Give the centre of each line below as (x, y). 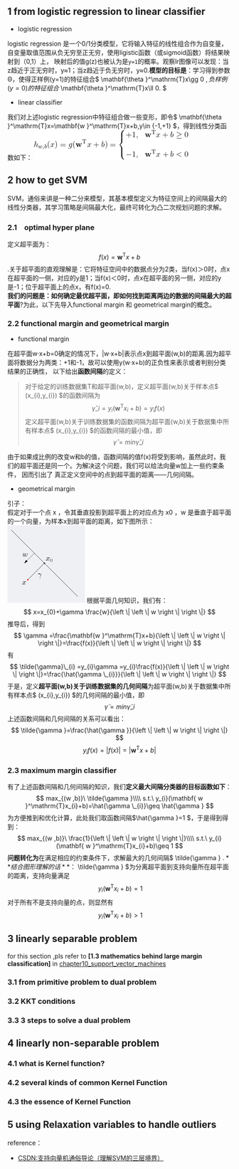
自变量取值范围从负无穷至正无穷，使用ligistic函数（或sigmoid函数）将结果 (116, 52)
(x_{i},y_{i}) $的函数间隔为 (63, 395)
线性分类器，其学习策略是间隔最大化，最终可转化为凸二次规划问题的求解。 (116, 207)
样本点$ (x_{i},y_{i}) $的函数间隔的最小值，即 (96, 430)
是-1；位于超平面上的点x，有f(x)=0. (59, 287)
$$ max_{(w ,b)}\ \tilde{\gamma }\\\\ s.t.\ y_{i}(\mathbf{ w (119, 798)
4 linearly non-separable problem (84, 1043)
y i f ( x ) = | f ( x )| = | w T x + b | (119, 751)
